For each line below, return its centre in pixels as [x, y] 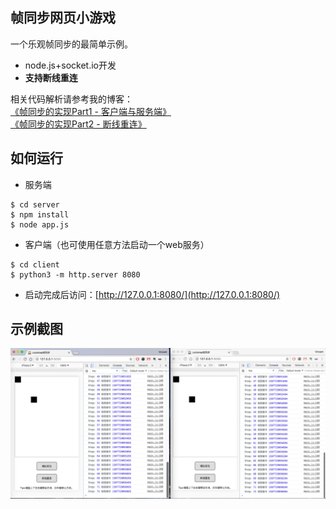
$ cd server [35, 204]
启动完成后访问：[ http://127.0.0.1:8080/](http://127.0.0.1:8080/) [152, 294]
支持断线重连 [51, 77]
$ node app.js [40, 224]
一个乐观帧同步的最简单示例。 [71, 44]
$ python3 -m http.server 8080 [75, 274]
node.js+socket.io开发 [70, 65]
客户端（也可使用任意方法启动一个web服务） [117, 244]
